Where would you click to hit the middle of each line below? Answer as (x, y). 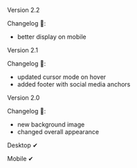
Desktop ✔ (22, 145)
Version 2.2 (24, 10)
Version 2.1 (22, 50)
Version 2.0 (24, 97)
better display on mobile (52, 37)
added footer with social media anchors (74, 84)
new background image (51, 124)
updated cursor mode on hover (62, 77)
